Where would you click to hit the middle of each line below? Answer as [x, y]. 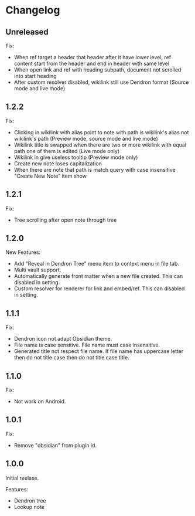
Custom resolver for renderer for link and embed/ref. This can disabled [99, 288]
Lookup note [29, 507]
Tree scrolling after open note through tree [65, 220]
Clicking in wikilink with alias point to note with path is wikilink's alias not [101, 132]
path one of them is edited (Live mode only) [67, 151]
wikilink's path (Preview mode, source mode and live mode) [86, 138]
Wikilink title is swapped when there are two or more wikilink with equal [100, 145]
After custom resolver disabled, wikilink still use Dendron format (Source [101, 82]
